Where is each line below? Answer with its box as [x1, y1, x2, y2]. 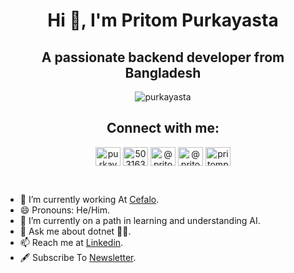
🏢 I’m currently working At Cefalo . [19, 193, 160, 205]
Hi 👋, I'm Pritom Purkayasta [47, 9, 279, 32]
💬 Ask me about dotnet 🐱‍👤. [19, 225, 132, 237]
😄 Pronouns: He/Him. [19, 204, 110, 216]
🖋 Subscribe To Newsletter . [19, 251, 137, 263]
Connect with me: [106, 120, 220, 137]
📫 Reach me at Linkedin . [19, 236, 124, 248]
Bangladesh [124, 64, 202, 81]
